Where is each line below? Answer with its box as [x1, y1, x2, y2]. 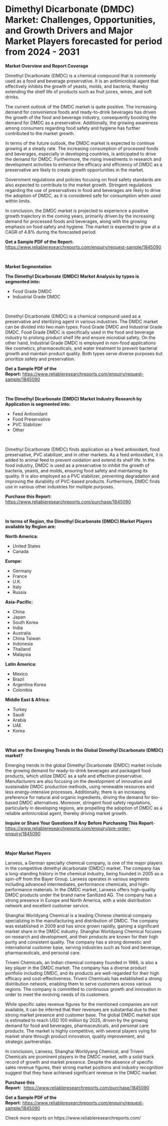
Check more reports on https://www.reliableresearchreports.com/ [5, 1114, 141, 1121]
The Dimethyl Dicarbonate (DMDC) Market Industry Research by [5, 395, 142, 401]
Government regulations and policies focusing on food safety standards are [5, 176, 161, 182]
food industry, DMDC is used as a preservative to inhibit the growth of [5, 462, 149, 468]
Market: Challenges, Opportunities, [5, 14, 155, 26]
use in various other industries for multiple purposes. [5, 483, 115, 489]
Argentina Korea [12, 681, 46, 687]
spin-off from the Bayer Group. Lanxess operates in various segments [5, 876, 149, 882]
